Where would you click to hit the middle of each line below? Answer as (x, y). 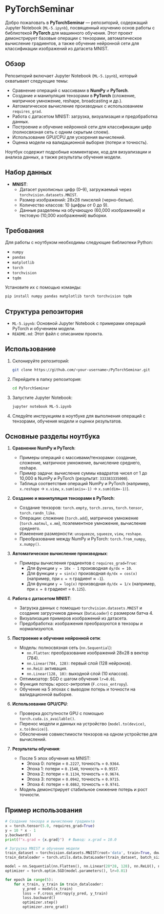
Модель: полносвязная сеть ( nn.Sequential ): (66, 648)
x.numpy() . (30, 544)
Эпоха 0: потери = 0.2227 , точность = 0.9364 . (73, 763)
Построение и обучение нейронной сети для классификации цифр (82, 127)
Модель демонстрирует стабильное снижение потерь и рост (83, 790)
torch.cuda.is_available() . (47, 719)
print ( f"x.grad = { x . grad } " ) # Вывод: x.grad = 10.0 (61, 840)
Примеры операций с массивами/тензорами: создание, (78, 458)
